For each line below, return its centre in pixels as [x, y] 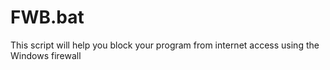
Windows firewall [46, 55]
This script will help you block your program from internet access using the [165, 45]
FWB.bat [47, 17]
